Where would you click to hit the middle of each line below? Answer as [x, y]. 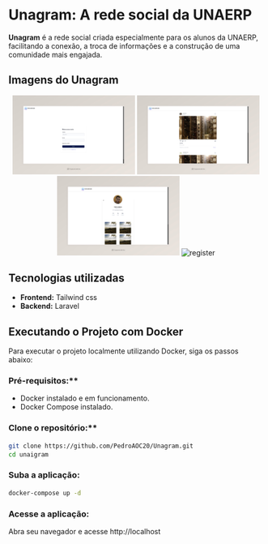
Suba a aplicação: [44, 475]
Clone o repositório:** [53, 428]
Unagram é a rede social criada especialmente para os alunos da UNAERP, [134, 37]
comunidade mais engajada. [55, 54]
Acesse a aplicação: [49, 514]
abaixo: [21, 360]
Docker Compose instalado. [66, 407]
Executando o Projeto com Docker [96, 331]
